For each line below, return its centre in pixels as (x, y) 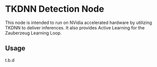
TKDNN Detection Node (55, 9)
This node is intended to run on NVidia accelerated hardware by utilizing (78, 22)
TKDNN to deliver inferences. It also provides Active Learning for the (75, 27)
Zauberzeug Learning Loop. (33, 33)
